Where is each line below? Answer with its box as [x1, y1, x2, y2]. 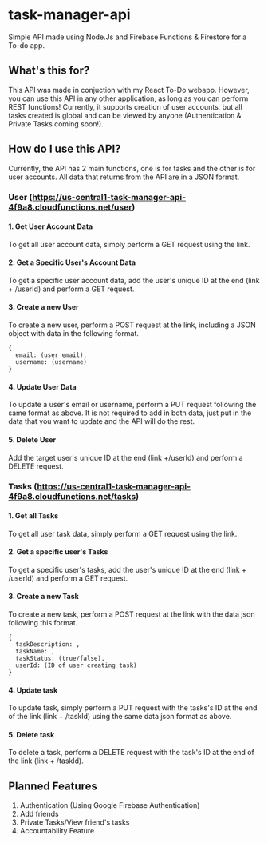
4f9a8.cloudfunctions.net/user [8, 202, 132, 213]
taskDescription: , [15, 641, 81, 649]
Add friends [19, 809, 59, 819]
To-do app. [8, 40, 45, 50]
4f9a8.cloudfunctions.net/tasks [8, 491, 136, 502]
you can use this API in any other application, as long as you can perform [8, 94, 249, 103]
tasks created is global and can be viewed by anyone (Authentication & [8, 110, 242, 120]
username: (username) [15, 358, 88, 366]
